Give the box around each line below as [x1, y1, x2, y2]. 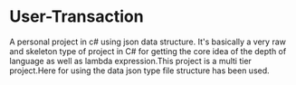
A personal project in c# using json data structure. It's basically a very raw [9, 36, 287, 47]
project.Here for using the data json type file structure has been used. [9, 65, 270, 76]
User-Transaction [9, 6, 144, 27]
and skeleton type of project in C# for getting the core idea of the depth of [9, 45, 287, 56]
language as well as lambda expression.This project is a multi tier [9, 55, 252, 66]
